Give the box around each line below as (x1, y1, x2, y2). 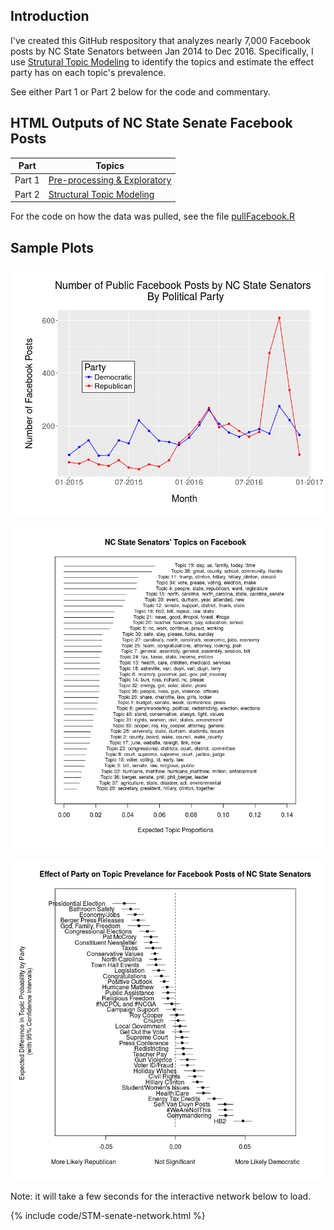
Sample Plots (10, 239, 94, 256)
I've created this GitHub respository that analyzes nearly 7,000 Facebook (10, 34, 311, 46)
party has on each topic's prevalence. (10, 66, 167, 78)
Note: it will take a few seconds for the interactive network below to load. (10, 1190, 312, 1202)
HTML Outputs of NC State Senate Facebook (10, 115, 293, 132)
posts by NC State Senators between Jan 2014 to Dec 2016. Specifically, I (10, 45, 314, 57)
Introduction (10, 8, 90, 25)
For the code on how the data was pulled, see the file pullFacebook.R (10, 210, 295, 223)
